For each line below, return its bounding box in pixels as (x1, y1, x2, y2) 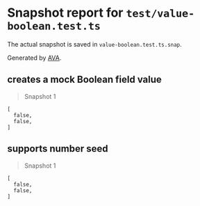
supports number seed (7, 143, 109, 154)
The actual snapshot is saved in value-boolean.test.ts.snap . (7, 40, 182, 48)
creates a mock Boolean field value (7, 74, 162, 86)
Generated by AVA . (7, 54, 62, 62)
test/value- (126, 7, 195, 20)
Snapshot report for (7, 5, 124, 21)
